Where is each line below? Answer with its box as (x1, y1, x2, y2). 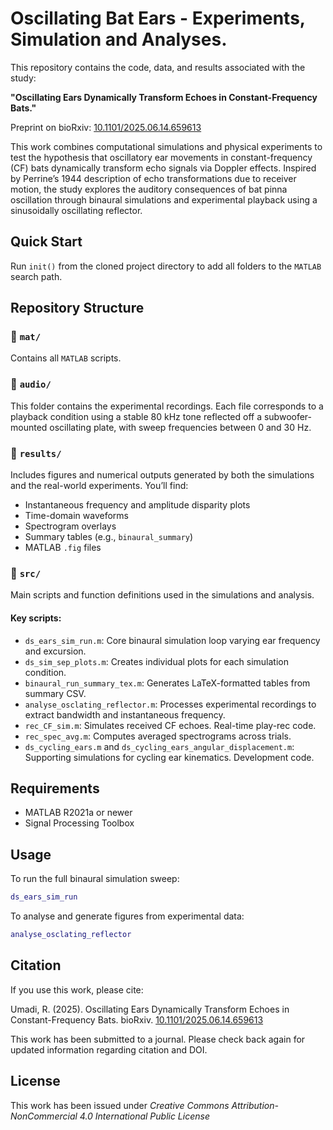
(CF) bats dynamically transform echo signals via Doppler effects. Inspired (10, 162, 317, 174)
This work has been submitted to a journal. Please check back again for (10, 1033, 306, 1045)
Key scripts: (10, 612, 62, 624)
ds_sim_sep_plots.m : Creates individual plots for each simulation (24, 655, 289, 667)
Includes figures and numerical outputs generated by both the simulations (10, 469, 315, 481)
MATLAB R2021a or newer (24, 807, 133, 819)
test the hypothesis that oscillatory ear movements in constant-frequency (10, 151, 313, 163)
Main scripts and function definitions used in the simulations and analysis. (10, 589, 315, 601)
